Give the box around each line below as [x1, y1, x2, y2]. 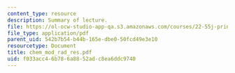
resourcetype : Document [7, 42, 77, 49]
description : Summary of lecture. [7, 17, 108, 24]
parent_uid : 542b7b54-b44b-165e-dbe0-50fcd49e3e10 [7, 36, 158, 43]
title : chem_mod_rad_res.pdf [7, 49, 92, 56]
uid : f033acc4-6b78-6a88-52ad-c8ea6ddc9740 [7, 56, 136, 63]
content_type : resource [7, 10, 77, 17]
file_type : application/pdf [7, 29, 90, 37]
